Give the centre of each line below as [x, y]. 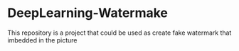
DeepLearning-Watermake [88, 13]
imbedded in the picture [42, 40]
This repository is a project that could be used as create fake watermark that [119, 33]
